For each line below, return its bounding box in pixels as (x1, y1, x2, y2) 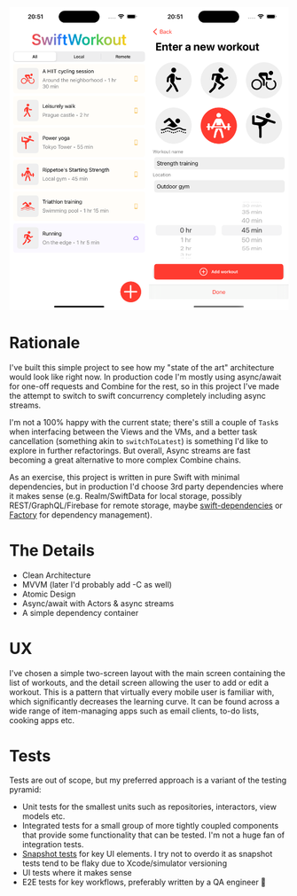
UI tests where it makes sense (21, 868, 132, 878)
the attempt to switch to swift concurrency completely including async (9, 390, 266, 401)
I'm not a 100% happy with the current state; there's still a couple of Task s (9, 417, 279, 427)
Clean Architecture (21, 570, 91, 580)
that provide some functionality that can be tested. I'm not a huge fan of (21, 830, 285, 840)
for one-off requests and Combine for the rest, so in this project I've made (9, 380, 279, 392)
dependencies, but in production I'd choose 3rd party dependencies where (9, 481, 284, 492)
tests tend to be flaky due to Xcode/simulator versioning (21, 858, 228, 869)
